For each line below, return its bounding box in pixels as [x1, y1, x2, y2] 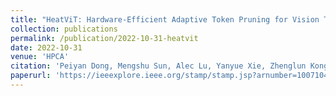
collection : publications [10, 24, 118, 34]
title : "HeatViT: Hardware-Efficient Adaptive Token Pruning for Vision [10, 14, 320, 25]
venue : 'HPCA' [10, 52, 70, 62]
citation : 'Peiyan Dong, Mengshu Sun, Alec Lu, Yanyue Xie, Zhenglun [10, 61, 307, 71]
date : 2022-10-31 [10, 42, 83, 53]
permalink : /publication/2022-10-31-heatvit [10, 33, 199, 43]
